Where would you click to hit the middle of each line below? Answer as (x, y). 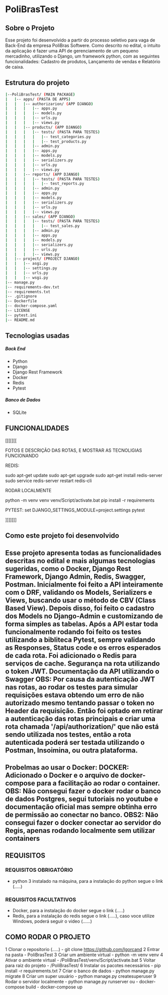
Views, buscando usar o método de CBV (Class (80, 600)
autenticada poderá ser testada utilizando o (75, 742)
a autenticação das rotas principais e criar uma (80, 719)
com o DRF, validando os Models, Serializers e (79, 592)
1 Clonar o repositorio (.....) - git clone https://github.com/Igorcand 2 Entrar (82, 949)
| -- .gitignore (21, 297)
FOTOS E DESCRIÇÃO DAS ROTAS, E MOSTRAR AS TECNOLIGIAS (74, 450)
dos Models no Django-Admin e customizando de (84, 616)
